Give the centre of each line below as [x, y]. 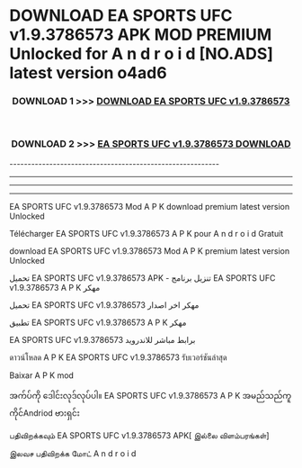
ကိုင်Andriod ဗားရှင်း [45, 413]
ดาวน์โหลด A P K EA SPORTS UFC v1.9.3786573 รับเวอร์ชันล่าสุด [118, 357]
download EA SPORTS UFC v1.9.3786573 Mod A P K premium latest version [150, 251]
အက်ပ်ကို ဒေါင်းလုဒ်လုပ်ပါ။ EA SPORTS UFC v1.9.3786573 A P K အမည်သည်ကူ [151, 395]
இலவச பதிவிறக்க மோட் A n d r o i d [73, 453]
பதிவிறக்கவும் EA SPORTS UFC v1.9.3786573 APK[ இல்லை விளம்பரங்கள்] [139, 435]
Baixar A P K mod [42, 375]
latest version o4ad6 [89, 73]
